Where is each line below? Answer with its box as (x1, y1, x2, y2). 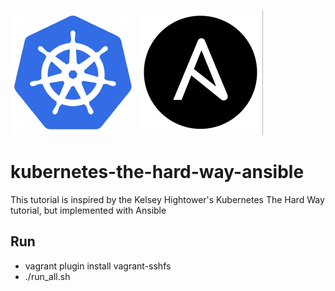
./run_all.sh (24, 270, 71, 282)
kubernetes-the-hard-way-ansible (10, 161, 305, 184)
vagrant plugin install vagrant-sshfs (24, 260, 172, 272)
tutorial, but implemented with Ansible (10, 204, 167, 216)
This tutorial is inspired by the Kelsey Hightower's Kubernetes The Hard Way (10, 193, 325, 205)
